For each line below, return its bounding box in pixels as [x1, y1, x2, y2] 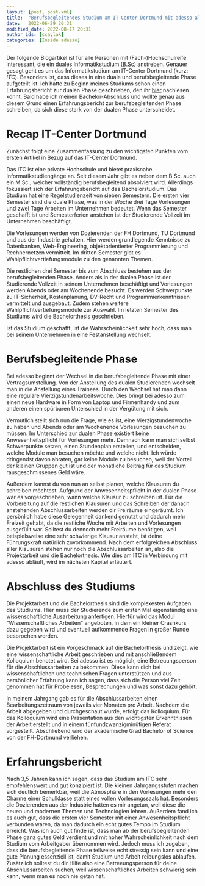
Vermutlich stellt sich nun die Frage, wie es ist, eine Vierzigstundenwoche [6, 416, 192, 424]
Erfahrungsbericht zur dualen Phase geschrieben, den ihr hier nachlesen [6, 87, 189, 93]
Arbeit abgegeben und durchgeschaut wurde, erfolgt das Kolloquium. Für [6, 707, 191, 715]
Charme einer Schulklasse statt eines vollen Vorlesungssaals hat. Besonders [6, 794, 199, 802]
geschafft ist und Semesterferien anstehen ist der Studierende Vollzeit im [6, 211, 190, 218]
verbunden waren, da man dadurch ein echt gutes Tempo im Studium [6, 820, 181, 827]
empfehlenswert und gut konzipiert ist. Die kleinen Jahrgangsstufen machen [6, 782, 198, 789]
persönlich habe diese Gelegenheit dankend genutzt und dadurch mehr [6, 513, 186, 520]
